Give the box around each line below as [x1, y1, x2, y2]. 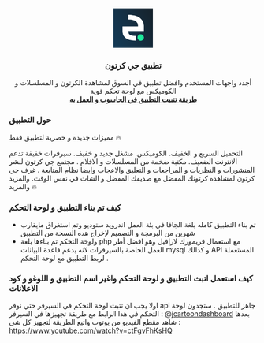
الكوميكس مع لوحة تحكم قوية [90, 87, 177, 96]
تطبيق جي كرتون [104, 60, 162, 71]
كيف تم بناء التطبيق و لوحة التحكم [9, 202, 121, 213]
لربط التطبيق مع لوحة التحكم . [20, 253, 109, 263]
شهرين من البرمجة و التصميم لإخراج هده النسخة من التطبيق [20, 228, 195, 237]
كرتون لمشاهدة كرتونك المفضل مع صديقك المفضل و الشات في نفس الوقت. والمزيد [9, 173, 255, 183]
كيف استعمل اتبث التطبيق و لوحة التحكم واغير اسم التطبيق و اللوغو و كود [9, 273, 253, 284]
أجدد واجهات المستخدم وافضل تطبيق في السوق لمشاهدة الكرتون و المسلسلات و [14, 78, 252, 88]
